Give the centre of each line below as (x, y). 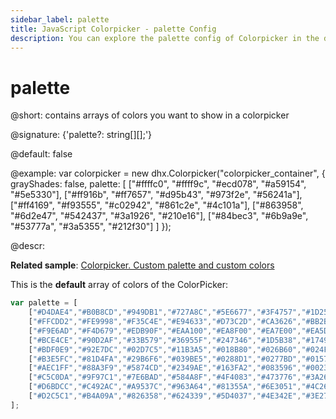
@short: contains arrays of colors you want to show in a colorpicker (150, 115)
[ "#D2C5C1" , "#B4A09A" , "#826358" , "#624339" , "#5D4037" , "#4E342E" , (165, 396)
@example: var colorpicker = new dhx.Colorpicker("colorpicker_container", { (168, 173)
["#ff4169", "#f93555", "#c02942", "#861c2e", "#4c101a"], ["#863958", (157, 205)
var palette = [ (44, 303)
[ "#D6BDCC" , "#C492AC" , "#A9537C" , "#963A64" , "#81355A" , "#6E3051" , (165, 387)
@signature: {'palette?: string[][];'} (81, 135)
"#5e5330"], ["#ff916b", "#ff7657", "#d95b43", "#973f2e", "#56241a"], (156, 195)
